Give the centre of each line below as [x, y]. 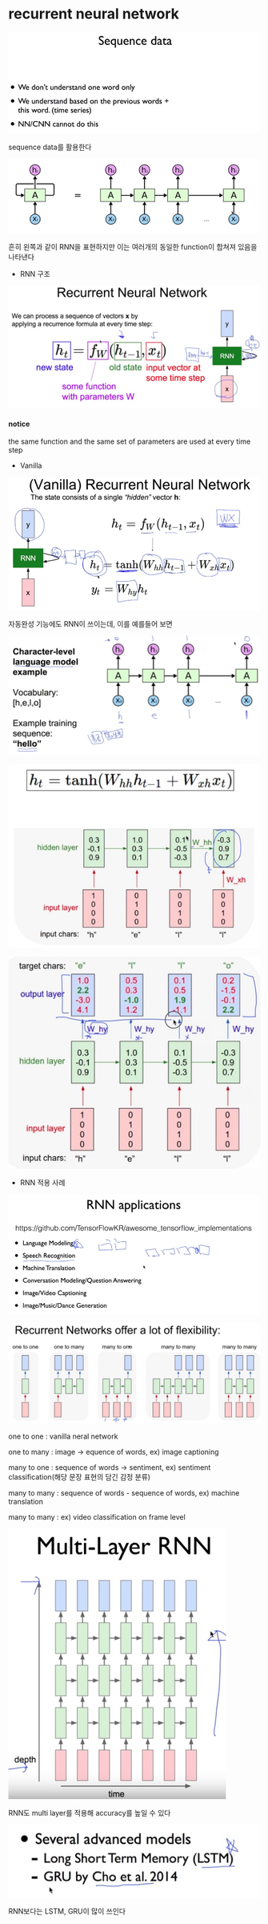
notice [19, 424]
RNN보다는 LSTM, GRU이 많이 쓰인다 [67, 1911]
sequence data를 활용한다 [50, 147]
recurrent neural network [94, 14]
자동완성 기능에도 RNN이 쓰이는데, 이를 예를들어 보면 [91, 623]
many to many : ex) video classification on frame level [97, 1516]
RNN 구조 [35, 274]
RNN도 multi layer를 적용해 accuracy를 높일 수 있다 [90, 1812]
